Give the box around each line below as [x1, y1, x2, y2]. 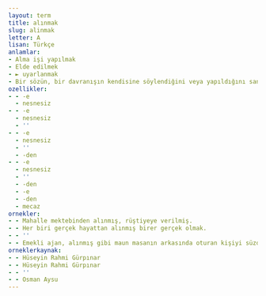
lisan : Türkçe [8, 41, 55, 49]
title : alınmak [8, 19, 59, 27]
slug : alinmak [8, 26, 55, 34]
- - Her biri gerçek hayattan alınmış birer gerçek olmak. [8, 224, 207, 233]
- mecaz [15, 202, 41, 210]
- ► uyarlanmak [8, 70, 59, 78]
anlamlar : [8, 48, 41, 56]
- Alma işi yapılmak [8, 56, 77, 64]
